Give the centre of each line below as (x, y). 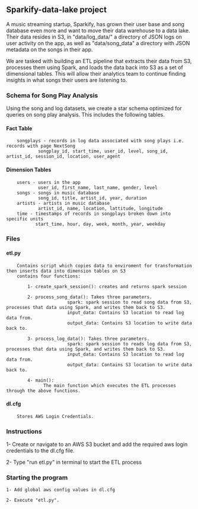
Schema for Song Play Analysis (52, 95)
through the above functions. (44, 391)
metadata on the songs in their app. (49, 49)
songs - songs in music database (58, 193)
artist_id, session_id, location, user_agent (63, 157)
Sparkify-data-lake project (56, 10)
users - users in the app (49, 182)
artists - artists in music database (63, 203)
